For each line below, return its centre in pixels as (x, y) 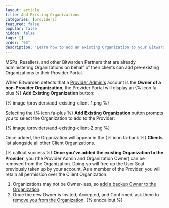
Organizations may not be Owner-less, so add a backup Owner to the (84, 184)
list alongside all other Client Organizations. (50, 143)
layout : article (22, 10)
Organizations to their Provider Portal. (44, 72)
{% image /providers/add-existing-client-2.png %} (58, 128)
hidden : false (20, 33)
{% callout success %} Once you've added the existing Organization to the (84, 152)
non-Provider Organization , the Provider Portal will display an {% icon (78, 88)
